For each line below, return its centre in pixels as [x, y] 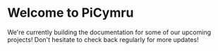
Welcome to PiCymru [71, 13]
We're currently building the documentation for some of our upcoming [109, 32]
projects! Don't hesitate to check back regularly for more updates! [103, 39]
